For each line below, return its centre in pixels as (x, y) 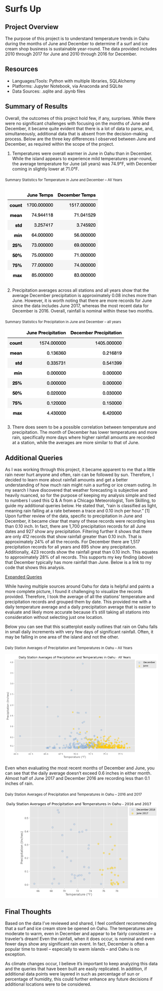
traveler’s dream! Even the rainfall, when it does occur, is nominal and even (80, 939)
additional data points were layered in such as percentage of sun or (72, 974)
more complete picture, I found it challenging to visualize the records (74, 592)
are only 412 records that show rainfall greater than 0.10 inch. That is (73, 537)
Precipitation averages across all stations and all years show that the (81, 290)
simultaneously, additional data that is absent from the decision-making (76, 133)
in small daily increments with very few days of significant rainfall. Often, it (79, 632)
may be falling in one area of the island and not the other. (62, 637)
